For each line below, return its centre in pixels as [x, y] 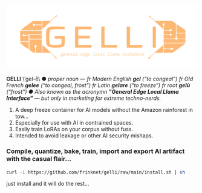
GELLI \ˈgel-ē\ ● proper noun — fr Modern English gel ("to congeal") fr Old [100, 79]
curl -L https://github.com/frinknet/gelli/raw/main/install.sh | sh [96, 172]
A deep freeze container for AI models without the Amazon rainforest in [104, 110]
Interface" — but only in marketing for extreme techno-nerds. [84, 98]
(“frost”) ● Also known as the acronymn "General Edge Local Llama [93, 92]
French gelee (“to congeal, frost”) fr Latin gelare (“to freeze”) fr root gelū [98, 85]
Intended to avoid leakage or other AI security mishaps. [84, 136]
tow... [22, 116]
